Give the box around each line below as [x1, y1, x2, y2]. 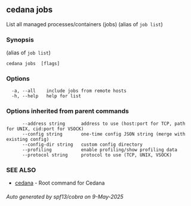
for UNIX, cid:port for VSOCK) [6, 125, 84, 132]
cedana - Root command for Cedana [14, 179, 105, 186]
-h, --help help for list [11, 93, 82, 99]
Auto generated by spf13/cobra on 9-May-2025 [6, 193, 124, 200]
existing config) [6, 136, 50, 142]
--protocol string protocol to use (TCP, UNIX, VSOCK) [21, 152, 172, 158]
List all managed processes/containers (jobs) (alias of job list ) [6, 20, 163, 27]
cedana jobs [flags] [6, 61, 60, 67]
